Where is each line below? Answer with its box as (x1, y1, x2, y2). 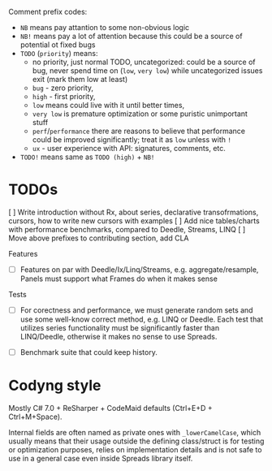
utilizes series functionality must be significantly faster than (19, 323, 220, 333)
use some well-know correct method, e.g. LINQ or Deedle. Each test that (19, 314, 264, 324)
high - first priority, (32, 92, 96, 101)
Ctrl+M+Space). (8, 412, 63, 421)
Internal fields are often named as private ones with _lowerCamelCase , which (8, 428, 261, 438)
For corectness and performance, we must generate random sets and (19, 305, 253, 315)
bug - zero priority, (32, 83, 94, 93)
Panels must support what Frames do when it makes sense (19, 274, 218, 283)
